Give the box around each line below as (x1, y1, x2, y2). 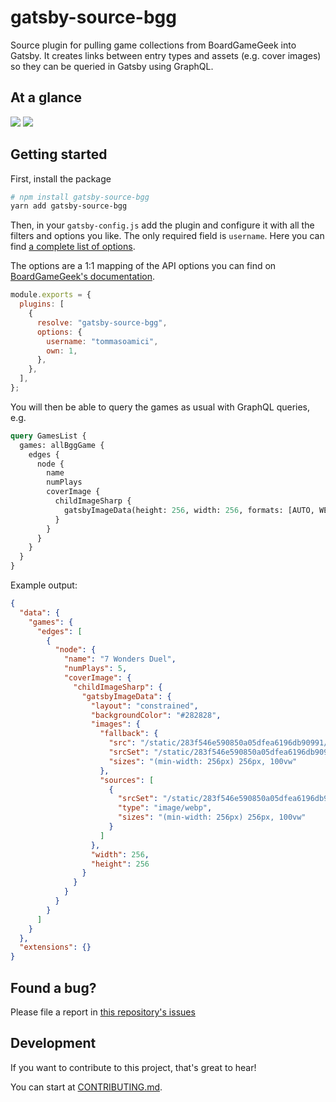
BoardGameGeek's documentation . (10, 271, 156, 283)
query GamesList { (10, 431, 87, 441)
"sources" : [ (99, 775, 155, 785)
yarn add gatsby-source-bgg (10, 201, 128, 211)
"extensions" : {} (19, 942, 92, 953)
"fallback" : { (99, 729, 159, 739)
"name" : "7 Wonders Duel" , (63, 654, 177, 665)
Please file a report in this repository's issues (10, 1006, 196, 1018)
